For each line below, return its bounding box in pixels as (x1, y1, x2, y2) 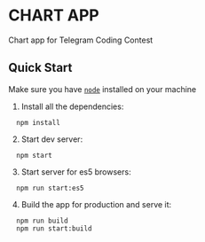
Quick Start (8, 60, 73, 75)
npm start (16, 151, 52, 160)
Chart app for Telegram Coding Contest (8, 35, 154, 45)
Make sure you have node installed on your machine (8, 83, 197, 94)
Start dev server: (20, 134, 83, 144)
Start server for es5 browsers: (20, 166, 131, 177)
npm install (16, 118, 61, 127)
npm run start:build (16, 223, 92, 233)
